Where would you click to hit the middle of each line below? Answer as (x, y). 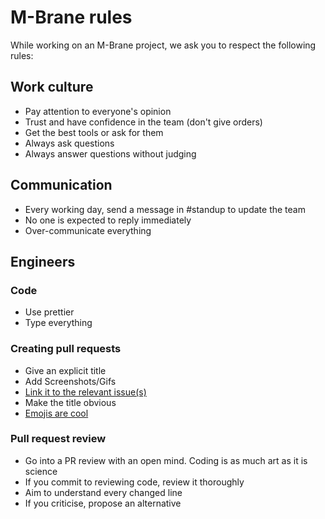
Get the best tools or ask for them (94, 132)
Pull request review (58, 439)
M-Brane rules (71, 17)
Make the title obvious (70, 402)
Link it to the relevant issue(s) (85, 392)
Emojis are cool (56, 413)
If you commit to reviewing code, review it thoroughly (134, 482)
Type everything (58, 323)
